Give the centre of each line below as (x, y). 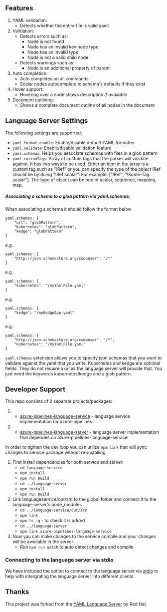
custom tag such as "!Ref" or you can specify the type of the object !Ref (86, 169)
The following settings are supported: (44, 133)
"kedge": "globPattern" (39, 231)
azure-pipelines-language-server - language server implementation (89, 432)
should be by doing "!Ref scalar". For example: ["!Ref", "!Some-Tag (81, 174)
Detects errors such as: (44, 36)
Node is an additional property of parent (69, 68)
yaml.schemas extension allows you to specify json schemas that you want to (83, 358)
